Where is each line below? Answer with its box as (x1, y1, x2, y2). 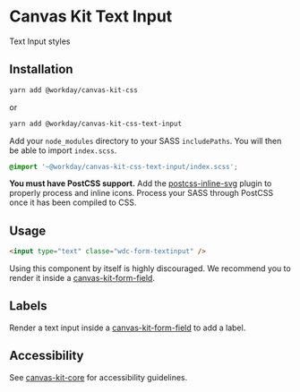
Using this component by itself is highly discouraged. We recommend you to (9, 263, 291, 274)
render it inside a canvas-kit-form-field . (9, 273, 155, 284)
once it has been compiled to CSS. (9, 197, 137, 208)
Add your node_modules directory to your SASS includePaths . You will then (9, 135, 282, 146)
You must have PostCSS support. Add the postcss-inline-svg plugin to (9, 178, 272, 189)
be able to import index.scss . (9, 145, 117, 156)
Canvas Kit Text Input (9, 6, 173, 27)
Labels (9, 298, 47, 314)
